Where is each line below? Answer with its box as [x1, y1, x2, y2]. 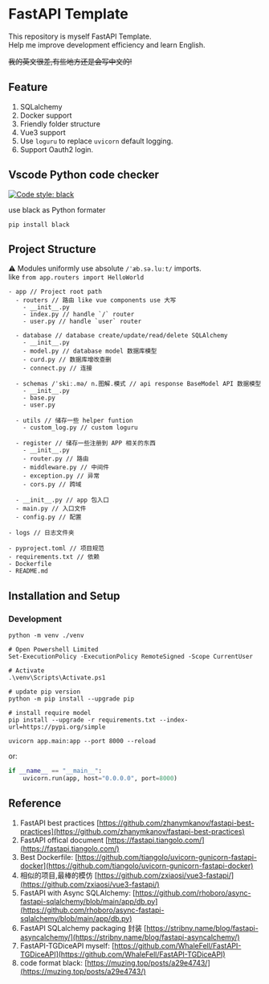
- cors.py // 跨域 [22, 481, 82, 489]
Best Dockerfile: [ [19, 852, 78, 862]
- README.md [8, 567, 48, 576]
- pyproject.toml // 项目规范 [8, 544, 104, 552]
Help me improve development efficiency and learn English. [8, 39, 206, 49]
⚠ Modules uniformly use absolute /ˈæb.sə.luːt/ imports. [8, 263, 202, 274]
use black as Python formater [8, 205, 106, 214]
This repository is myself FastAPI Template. [8, 31, 152, 41]
